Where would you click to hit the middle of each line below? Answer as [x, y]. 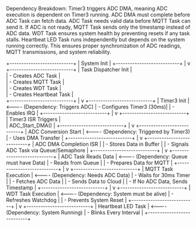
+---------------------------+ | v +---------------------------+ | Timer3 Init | [98, 101]
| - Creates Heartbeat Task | [40, 94]
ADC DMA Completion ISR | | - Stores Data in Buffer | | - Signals [112, 144]
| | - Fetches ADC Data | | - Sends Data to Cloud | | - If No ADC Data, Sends [97, 181]
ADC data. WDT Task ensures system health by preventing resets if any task [98, 33]
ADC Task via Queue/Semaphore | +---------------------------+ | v [87, 150]
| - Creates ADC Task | [33, 76]
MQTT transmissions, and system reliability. [59, 52]
